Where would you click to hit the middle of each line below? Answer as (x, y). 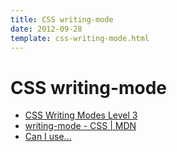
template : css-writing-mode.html (80, 38)
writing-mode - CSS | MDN (80, 126)
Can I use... (48, 137)
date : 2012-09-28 (46, 29)
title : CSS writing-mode (62, 19)
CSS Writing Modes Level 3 (81, 115)
